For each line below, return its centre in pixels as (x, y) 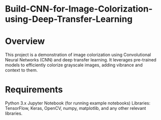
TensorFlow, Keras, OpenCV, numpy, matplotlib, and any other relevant (76, 108)
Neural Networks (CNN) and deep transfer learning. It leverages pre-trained (81, 60)
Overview (25, 41)
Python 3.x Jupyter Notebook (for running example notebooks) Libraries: (78, 103)
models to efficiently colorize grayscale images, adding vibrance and (74, 65)
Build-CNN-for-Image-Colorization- (79, 9)
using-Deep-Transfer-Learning (69, 19)
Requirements (34, 90)
